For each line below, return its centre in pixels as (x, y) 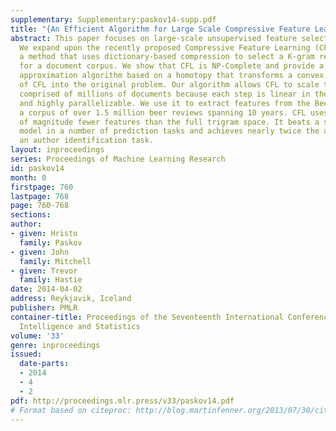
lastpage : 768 (40, 196)
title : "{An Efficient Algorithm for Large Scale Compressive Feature (160, 29)
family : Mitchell (55, 261)
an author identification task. (87, 141)
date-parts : (44, 364)
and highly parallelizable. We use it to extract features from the (165, 103)
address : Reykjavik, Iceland (71, 299)
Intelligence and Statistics (80, 326)
